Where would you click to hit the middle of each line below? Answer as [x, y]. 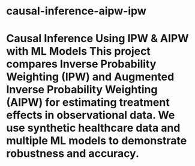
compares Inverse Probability [81, 64]
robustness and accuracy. [73, 154]
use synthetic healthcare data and [93, 128]
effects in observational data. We [91, 115]
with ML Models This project [79, 51]
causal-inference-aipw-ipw [76, 11]
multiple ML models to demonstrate [97, 141]
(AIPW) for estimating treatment [88, 103]
